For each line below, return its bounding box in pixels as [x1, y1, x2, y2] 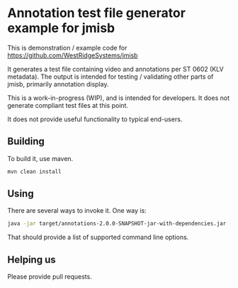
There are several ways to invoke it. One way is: [7, 206, 147, 215]
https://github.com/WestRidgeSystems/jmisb [7, 51, 138, 60]
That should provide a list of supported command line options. [7, 233, 189, 242]
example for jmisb [7, 20, 115, 36]
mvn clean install [7, 168, 62, 175]
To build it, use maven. [7, 154, 74, 162]
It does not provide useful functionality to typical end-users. [7, 115, 183, 123]
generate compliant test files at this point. [7, 101, 129, 109]
